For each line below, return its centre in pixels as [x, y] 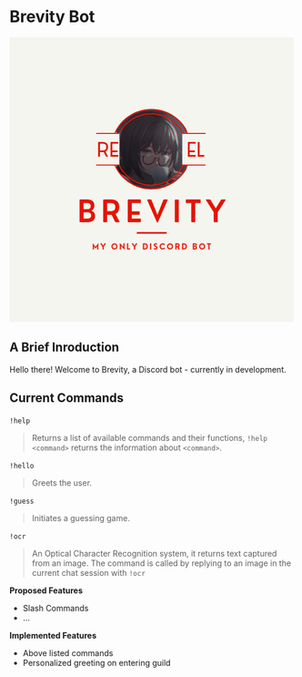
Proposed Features [46, 590]
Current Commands [67, 398]
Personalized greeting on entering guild [96, 662]
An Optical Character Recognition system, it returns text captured [154, 553]
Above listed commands [68, 652]
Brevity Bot [52, 17]
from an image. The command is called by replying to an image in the [161, 563]
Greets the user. [62, 482]
